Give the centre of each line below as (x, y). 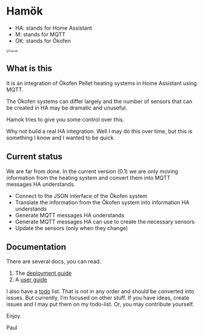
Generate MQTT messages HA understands (70, 215)
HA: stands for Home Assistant (54, 28)
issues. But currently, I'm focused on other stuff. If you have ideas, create (98, 298)
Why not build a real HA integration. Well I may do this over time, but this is (99, 131)
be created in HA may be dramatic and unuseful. (67, 108)
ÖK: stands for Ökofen (43, 41)
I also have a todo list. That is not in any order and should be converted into (100, 291)
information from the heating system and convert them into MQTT (88, 177)
